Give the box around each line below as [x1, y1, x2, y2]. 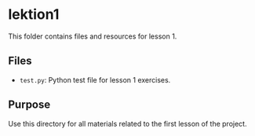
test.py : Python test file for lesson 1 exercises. [19, 75, 171, 84]
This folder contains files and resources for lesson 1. [8, 31, 177, 41]
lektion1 [8, 6, 60, 24]
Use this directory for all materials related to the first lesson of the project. [8, 119, 247, 128]
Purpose [8, 98, 51, 112]
